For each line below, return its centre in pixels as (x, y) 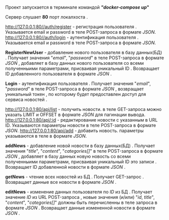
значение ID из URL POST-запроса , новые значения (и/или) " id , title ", (80, 197)
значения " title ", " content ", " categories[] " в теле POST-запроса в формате (84, 151)
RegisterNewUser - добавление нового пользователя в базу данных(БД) (84, 52)
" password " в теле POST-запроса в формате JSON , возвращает (75, 89)
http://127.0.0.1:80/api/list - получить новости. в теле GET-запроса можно (83, 109)
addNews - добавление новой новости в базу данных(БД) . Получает (80, 146)
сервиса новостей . (26, 99)
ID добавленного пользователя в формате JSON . (59, 74)
